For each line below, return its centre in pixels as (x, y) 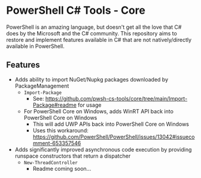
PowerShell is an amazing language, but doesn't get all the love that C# (94, 27)
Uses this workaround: (60, 130)
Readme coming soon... (62, 168)
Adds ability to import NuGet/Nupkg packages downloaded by (92, 79)
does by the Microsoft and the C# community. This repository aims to (92, 33)
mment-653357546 (57, 143)
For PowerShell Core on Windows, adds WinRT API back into (98, 111)
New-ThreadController (51, 162)
